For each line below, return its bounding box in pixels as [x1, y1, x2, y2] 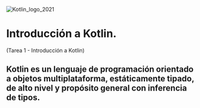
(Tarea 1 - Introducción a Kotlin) [6, 46, 85, 54]
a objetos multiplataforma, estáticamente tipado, [6, 74, 195, 84]
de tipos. [6, 92, 40, 103]
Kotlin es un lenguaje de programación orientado [6, 64, 194, 75]
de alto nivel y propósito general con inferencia [6, 83, 187, 94]
